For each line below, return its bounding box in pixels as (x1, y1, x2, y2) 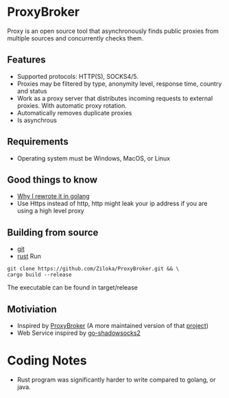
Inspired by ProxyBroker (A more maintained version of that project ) (16, 322, 209, 329)
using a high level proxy (16, 207, 84, 215)
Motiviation (7, 303, 57, 315)
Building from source (7, 226, 99, 238)
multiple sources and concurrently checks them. (7, 34, 144, 42)
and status (16, 86, 47, 95)
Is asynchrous (16, 116, 57, 124)
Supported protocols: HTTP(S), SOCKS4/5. (16, 72, 138, 80)
